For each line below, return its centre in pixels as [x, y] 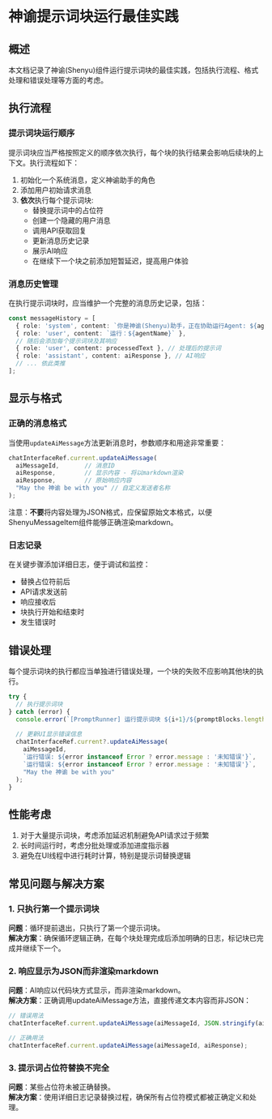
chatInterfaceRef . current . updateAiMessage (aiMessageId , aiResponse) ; [128, 1045]
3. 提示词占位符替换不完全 [59, 1068]
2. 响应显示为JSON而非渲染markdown [84, 971]
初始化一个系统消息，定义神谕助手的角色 [87, 180]
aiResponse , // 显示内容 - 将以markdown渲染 [100, 473]
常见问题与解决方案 [56, 884]
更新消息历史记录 [61, 241]
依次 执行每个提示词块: [57, 200]
